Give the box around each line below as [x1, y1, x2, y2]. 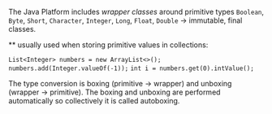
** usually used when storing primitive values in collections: [8, 40, 209, 50]
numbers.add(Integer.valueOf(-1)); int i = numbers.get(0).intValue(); [8, 64, 254, 72]
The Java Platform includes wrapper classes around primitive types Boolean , [8, 7, 265, 16]
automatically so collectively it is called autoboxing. [8, 96, 180, 105]
